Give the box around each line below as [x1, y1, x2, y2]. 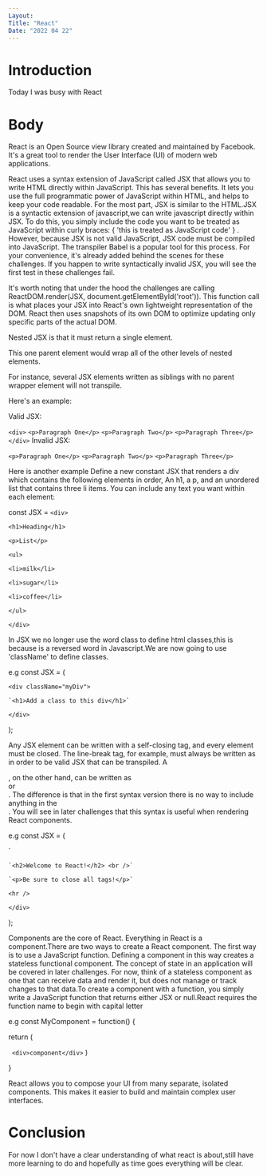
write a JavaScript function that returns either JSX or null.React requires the [8, 993, 257, 1003]
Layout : [8, 11, 34, 20]
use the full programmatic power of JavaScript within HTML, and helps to [8, 191, 249, 201]
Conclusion [8, 1124, 86, 1142]
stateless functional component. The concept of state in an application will [8, 959, 253, 968]
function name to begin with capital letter [8, 1001, 143, 1011]
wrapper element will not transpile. [8, 381, 122, 390]
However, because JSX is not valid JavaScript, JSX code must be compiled [8, 233, 255, 244]
